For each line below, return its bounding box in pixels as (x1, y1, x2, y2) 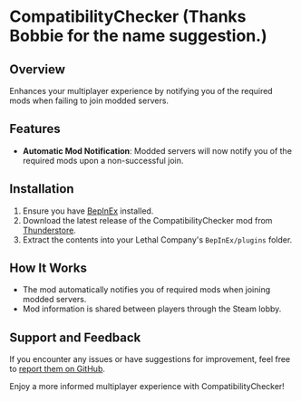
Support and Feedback (9, 329, 141, 345)
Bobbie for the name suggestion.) (9, 25, 267, 46)
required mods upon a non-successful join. (22, 155, 184, 166)
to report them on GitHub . (9, 364, 106, 375)
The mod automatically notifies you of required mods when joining (22, 284, 271, 295)
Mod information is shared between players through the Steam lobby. (22, 303, 282, 314)
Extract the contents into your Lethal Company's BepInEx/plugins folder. (22, 234, 293, 245)
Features (9, 121, 61, 137)
